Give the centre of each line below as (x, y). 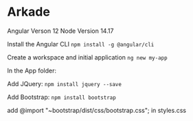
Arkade (29, 12)
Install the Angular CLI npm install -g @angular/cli (81, 44)
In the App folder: (32, 70)
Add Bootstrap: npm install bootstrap (62, 97)
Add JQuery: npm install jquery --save (65, 83)
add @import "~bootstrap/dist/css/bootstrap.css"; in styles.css (97, 110)
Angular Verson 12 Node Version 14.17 (60, 31)
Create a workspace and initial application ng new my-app (87, 57)
